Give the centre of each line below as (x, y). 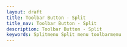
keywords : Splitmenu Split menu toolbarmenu (64, 35)
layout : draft (24, 12)
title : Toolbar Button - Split (46, 18)
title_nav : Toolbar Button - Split (52, 23)
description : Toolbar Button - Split (54, 29)
